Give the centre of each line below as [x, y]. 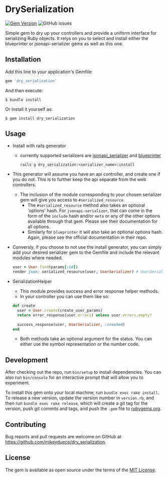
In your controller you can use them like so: [64, 297]
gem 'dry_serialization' [31, 81]
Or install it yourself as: [29, 109]
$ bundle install [23, 100]
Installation [23, 60]
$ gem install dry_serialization [40, 118]
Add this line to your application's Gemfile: [49, 72]
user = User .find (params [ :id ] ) [45, 267]
